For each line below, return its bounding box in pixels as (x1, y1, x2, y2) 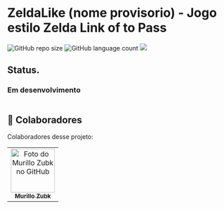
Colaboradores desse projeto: (7, 133, 93, 141)
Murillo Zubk (14, 192, 51, 201)
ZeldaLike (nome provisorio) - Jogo (7, 5, 218, 21)
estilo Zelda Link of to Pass (7, 20, 167, 36)
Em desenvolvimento (7, 86, 81, 95)
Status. (7, 65, 40, 76)
